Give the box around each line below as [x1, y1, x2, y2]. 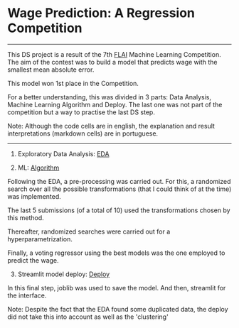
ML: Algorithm [17, 163, 60, 172]
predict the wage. [7, 256, 59, 264]
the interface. [7, 291, 47, 300]
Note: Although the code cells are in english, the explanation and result [7, 121, 216, 130]
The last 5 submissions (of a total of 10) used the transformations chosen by [7, 206, 230, 214]
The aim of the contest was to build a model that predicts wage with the [7, 58, 218, 66]
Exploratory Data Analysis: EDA [17, 149, 110, 158]
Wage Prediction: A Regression [7, 5, 196, 21]
